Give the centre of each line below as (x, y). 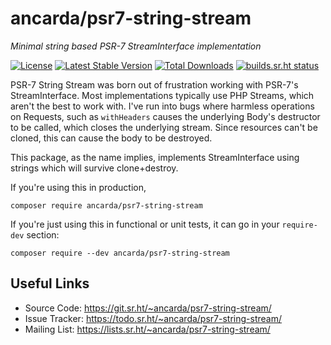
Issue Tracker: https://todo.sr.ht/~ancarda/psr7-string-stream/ (153, 318)
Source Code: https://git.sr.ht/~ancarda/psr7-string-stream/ (148, 308)
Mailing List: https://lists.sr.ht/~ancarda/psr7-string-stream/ (147, 329)
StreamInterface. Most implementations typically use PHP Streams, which (162, 95)
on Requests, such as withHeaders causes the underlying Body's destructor (165, 116)
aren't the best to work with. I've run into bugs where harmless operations (162, 106)
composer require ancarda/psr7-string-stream (106, 205)
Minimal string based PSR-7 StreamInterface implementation (136, 46)
